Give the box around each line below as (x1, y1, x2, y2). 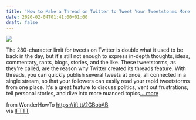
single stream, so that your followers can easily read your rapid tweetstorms (6, 77, 190, 85)
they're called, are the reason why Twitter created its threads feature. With (6, 65, 186, 72)
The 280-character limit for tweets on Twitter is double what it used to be (6, 46, 184, 53)
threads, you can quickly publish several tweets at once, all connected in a (6, 71, 187, 78)
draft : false (6, 19, 38, 25)
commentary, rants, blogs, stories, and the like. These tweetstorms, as (6, 59, 176, 66)
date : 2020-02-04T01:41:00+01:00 (6, 14, 88, 20)
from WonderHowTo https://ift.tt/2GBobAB (6, 101, 109, 108)
